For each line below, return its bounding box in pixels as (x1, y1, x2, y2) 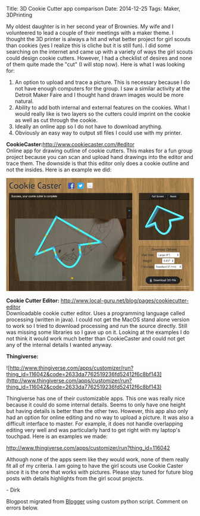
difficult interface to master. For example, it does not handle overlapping (6, 420, 183, 427)
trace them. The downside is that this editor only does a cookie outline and (6, 160, 189, 167)
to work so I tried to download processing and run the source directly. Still (6, 322, 187, 329)
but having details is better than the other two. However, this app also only (6, 407, 189, 414)
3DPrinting (6, 11, 33, 18)
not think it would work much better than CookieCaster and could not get (6, 334, 185, 342)
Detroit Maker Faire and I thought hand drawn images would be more (14, 92, 184, 98)
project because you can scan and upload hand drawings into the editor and (6, 154, 193, 160)
